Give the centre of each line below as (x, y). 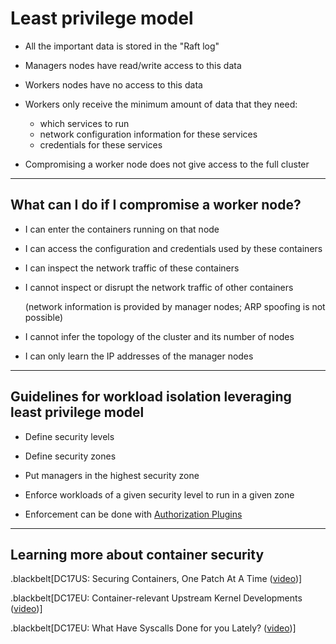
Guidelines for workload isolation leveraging (151, 397)
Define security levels (69, 436)
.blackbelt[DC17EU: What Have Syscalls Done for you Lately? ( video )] (153, 628)
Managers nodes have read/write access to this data (133, 65)
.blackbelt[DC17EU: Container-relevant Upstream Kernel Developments (156, 598)
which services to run (84, 123)
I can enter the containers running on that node (122, 229)
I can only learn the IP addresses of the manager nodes (139, 356)
